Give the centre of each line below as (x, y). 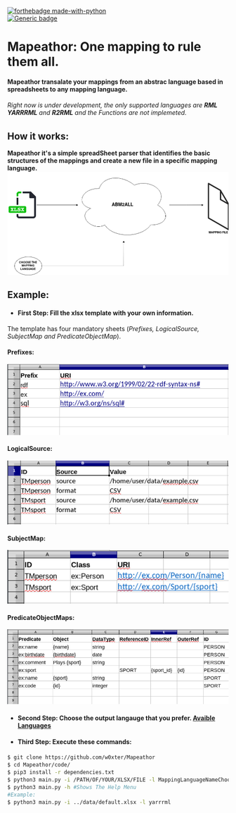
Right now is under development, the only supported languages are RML (112, 105)
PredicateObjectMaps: (41, 617)
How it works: (38, 136)
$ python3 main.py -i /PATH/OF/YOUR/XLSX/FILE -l (81, 780)
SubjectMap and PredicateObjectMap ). (64, 336)
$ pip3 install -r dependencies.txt (61, 772)
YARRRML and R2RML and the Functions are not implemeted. (97, 113)
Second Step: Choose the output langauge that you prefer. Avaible (116, 718)
